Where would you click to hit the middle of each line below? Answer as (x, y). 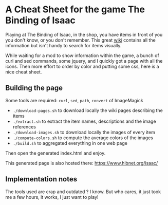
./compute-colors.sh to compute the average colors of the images (83, 138)
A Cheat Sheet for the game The (75, 10)
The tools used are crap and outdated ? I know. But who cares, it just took (83, 192)
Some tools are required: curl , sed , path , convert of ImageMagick (74, 100)
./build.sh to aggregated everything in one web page (70, 143)
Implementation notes (41, 179)
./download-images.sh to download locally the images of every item (84, 132)
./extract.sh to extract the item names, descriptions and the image (84, 121)
